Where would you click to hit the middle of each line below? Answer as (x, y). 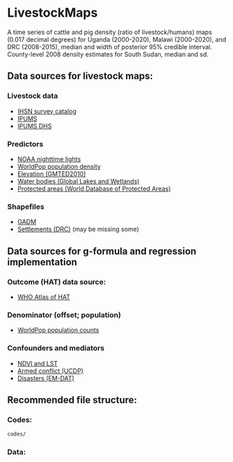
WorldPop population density (59, 166)
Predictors (25, 144)
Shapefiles (26, 207)
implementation (42, 262)
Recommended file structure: (72, 400)
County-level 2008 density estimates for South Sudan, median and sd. (108, 54)
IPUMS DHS (34, 126)
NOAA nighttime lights (49, 159)
